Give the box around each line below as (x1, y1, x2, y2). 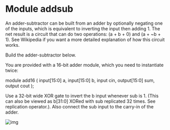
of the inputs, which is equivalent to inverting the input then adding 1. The (5, 25, 160, 31)
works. (5, 42, 20, 48)
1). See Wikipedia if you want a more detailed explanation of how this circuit (5, 36, 165, 43)
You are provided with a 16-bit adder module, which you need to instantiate (5, 62, 164, 68)
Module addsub (5, 3, 73, 15)
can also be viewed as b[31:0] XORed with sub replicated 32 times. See (5, 98, 156, 104)
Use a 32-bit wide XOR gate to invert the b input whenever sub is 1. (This (5, 92, 159, 99)
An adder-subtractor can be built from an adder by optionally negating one (5, 20, 163, 26)
